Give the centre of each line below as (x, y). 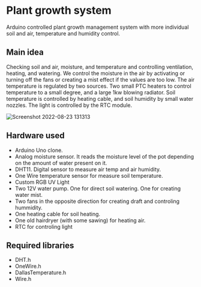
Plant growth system (59, 11)
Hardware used (35, 136)
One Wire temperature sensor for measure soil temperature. (89, 175)
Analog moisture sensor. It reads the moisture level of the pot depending (104, 156)
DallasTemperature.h (40, 273)
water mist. (29, 195)
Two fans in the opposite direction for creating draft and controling (97, 201)
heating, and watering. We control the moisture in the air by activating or (96, 73)
